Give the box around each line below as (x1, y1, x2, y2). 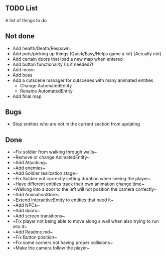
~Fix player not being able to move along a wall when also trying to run (12, 218, 159, 224)
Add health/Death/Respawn (12, 45, 70, 51)
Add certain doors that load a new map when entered (12, 56, 123, 62)
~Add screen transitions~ (12, 213, 65, 219)
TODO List (5, 4, 38, 13)
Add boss (12, 72, 33, 78)
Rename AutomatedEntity (20, 88, 73, 94)
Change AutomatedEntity (20, 82, 72, 88)
